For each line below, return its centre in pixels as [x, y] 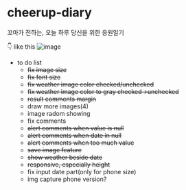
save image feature [55, 150]
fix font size [44, 77]
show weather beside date [65, 157]
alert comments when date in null [74, 135]
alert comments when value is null [75, 128]
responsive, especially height [69, 164]
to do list [30, 62]
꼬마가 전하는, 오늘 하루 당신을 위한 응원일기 [66, 32]
